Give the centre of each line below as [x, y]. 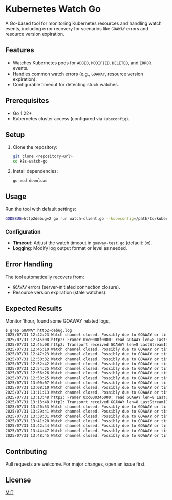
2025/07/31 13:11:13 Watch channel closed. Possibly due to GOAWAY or [82, 392]
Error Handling [29, 265]
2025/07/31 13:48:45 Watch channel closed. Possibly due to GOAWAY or [82, 435]
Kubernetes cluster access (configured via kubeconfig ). [71, 118]
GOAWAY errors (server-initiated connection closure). [66, 287]
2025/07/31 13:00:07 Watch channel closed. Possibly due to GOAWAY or [82, 383]
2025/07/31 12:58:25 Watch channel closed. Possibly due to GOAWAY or [82, 378]
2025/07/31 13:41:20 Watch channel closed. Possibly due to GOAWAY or [82, 421]
